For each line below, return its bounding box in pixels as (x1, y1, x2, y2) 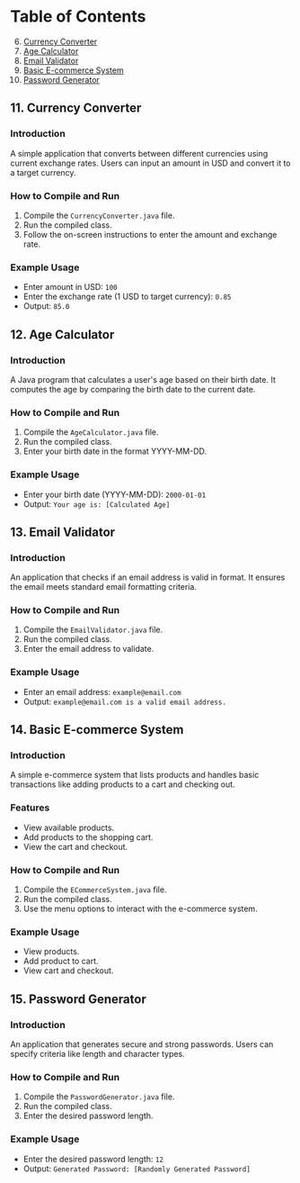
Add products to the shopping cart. (22, 831, 154, 843)
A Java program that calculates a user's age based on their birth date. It (10, 374, 277, 384)
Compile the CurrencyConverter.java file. (22, 210, 175, 221)
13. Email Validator (10, 524, 116, 539)
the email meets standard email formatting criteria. (10, 582, 197, 592)
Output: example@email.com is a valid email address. (22, 696, 227, 707)
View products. (22, 946, 80, 957)
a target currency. (10, 167, 76, 177)
